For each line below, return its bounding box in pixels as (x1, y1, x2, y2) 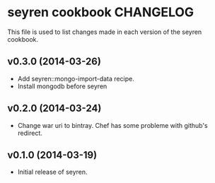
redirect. (17, 129, 42, 137)
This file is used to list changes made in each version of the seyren (7, 28, 202, 36)
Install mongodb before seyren (17, 82, 107, 90)
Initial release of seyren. (17, 167, 88, 177)
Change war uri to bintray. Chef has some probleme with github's (17, 121, 209, 129)
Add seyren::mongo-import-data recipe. (17, 74, 134, 83)
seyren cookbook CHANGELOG (7, 4, 194, 20)
